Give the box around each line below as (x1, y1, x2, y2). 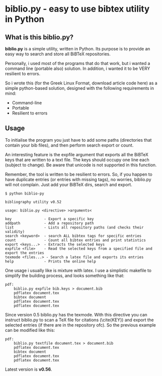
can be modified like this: (5, 327, 55, 333)
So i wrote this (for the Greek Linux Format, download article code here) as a (5, 80, 158, 86)
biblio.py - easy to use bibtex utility (5, 3, 150, 15)
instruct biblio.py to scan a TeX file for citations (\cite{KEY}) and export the (5, 317, 154, 323)
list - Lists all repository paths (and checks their (5, 225, 144, 230)
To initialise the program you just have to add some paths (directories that (5, 137, 152, 143)
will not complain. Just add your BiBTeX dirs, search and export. (5, 181, 133, 187)
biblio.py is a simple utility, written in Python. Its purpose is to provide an (5, 46, 150, 51)
